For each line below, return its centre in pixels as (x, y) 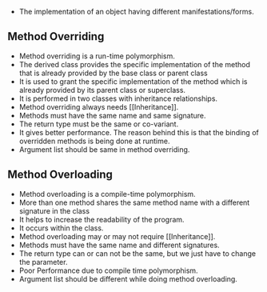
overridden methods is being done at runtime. (94, 141)
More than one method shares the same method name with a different (134, 202)
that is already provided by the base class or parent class (114, 73)
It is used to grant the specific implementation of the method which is (133, 81)
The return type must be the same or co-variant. (99, 124)
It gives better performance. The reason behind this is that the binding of (139, 132)
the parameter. (43, 262)
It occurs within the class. (61, 228)
